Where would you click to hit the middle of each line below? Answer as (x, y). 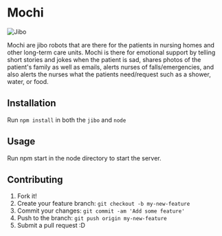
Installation (32, 104)
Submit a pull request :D (51, 226)
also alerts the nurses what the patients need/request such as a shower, (109, 74)
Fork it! (27, 196)
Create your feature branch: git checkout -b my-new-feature (103, 204)
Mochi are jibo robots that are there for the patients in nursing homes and (111, 45)
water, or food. (28, 81)
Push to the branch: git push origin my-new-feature (92, 218)
